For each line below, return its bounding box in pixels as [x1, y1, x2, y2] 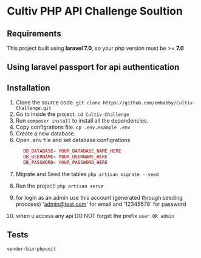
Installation [7, 83, 50, 93]
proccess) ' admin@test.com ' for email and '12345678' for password [15, 200, 186, 208]
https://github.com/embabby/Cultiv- [103, 100, 196, 106]
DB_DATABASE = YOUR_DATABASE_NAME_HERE [22, 148, 121, 154]
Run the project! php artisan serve [15, 182, 104, 189]
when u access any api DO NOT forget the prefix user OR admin [15, 212, 175, 219]
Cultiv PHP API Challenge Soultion [7, 4, 183, 18]
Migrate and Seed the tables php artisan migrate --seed [15, 170, 159, 177]
